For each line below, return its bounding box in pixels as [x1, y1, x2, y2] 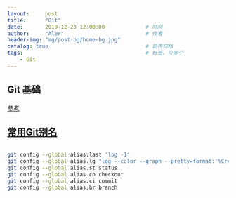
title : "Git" [7, 17, 61, 24]
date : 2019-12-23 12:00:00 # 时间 [7, 23, 163, 30]
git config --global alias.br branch [7, 184, 118, 191]
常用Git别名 [7, 126, 58, 138]
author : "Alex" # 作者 [7, 29, 163, 37]
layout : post [7, 10, 58, 18]
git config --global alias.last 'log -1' [7, 152, 131, 159]
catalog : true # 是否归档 [7, 43, 173, 50]
